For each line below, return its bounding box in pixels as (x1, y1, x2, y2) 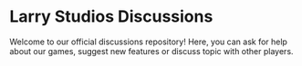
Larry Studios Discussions (9, 6, 213, 27)
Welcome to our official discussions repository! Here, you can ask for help (9, 36, 287, 47)
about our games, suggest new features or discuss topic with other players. (9, 45, 294, 56)
